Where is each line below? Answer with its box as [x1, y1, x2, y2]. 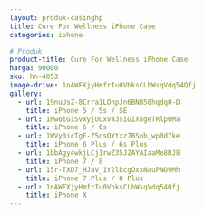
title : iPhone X [25, 190, 88, 200]
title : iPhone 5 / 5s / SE [25, 106, 128, 115]
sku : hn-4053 [9, 72, 59, 82]
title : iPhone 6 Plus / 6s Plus [25, 140, 148, 149]
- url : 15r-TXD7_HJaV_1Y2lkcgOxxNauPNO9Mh [17, 165, 180, 174]
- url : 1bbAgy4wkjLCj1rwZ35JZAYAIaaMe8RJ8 [17, 148, 180, 158]
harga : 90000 [9, 64, 59, 73]
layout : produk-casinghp [9, 13, 103, 23]
